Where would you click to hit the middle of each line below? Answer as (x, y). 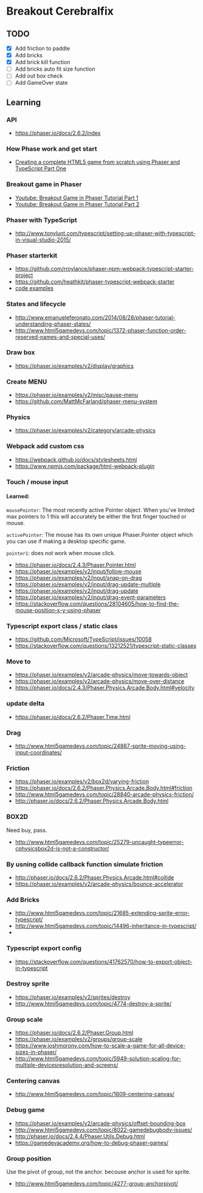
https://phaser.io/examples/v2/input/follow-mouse (78, 571)
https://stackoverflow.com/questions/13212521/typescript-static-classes (105, 646)
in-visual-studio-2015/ (43, 240)
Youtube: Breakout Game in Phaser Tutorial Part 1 (77, 198)
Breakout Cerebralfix (60, 11)
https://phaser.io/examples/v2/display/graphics (74, 366)
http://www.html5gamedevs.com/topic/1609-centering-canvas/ (95, 1094)
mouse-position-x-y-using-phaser (58, 610)
